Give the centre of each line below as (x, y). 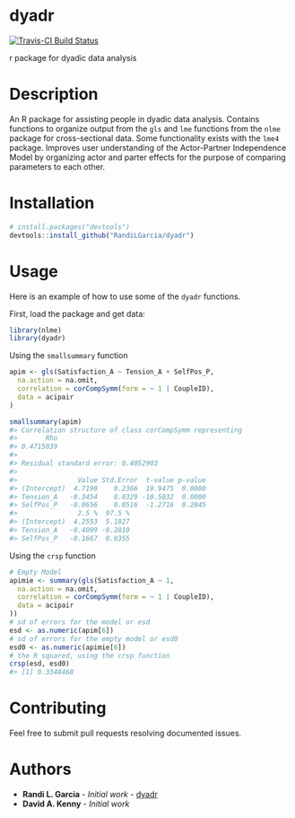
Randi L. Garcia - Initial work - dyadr (90, 794)
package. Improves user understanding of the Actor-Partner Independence (148, 147)
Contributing (58, 708)
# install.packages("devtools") (69, 227)
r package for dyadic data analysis (73, 57)
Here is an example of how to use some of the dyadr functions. (125, 296)
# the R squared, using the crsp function (90, 655)
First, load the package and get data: (77, 313)
